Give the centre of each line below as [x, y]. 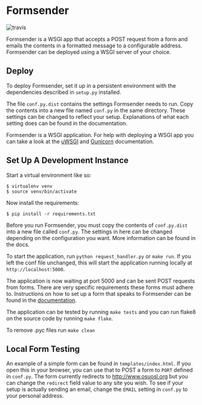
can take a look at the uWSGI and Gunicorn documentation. [80, 141]
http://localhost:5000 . [36, 269]
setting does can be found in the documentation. [67, 123]
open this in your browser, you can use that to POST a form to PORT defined [100, 370]
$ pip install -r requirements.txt [51, 214]
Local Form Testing [43, 349]
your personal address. [35, 396]
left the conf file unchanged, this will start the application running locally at [99, 263]
